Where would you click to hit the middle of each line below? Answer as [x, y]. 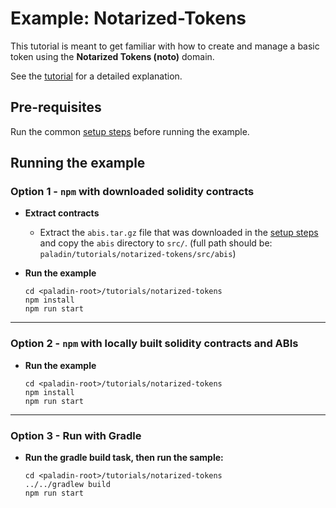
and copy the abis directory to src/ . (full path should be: [156, 243]
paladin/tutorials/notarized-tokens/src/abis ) [138, 254]
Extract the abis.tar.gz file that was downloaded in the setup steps [179, 233]
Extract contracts [62, 213]
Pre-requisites [56, 107]
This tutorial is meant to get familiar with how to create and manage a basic [165, 46]
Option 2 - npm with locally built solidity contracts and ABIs [154, 344]
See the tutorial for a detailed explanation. [96, 76]
